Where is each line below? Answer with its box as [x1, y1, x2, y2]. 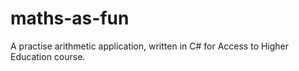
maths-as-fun [10, 7, 130, 30]
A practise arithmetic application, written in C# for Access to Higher [10, 40, 290, 52]
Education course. [10, 50, 86, 62]
